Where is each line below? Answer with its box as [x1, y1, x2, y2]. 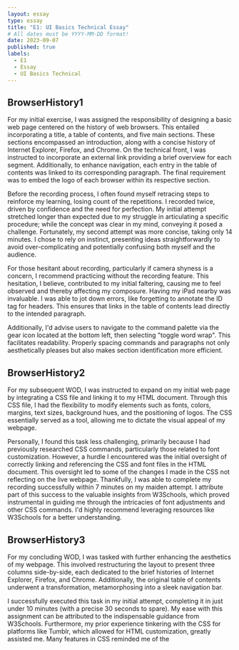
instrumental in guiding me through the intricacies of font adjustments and [7, 498, 225, 507]
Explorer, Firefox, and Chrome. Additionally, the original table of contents [7, 575, 221, 584]
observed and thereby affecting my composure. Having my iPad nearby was [7, 287, 232, 296]
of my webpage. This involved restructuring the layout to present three [7, 560, 215, 569]
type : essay [7, 17, 43, 24]
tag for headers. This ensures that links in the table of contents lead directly [7, 302, 230, 311]
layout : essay [7, 10, 50, 18]
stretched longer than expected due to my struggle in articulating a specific [7, 212, 229, 221]
